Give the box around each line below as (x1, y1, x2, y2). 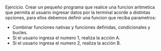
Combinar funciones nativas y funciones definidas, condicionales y (12, 24, 151, 30)
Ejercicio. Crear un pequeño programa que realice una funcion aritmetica (5, 4, 156, 10)
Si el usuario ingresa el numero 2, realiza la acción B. (12, 40, 121, 46)
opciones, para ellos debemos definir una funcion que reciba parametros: (5, 15, 157, 20)
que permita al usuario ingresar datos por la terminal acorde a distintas (5, 9, 151, 15)
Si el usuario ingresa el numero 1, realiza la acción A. (12, 35, 121, 41)
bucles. (12, 30, 28, 35)
